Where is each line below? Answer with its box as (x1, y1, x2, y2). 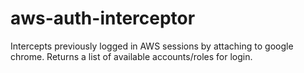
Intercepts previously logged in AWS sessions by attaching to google (10, 40, 294, 52)
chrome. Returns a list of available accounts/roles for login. (10, 50, 253, 62)
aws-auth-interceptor (10, 7, 196, 30)
